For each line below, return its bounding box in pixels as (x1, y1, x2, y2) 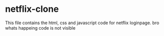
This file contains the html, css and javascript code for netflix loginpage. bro (5, 20, 160, 26)
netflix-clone (5, 3, 59, 15)
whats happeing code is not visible (5, 25, 76, 31)
